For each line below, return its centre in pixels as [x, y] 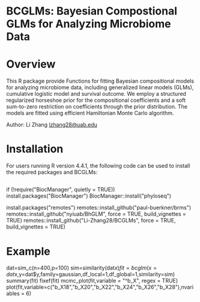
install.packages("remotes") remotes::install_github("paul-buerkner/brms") [99, 208]
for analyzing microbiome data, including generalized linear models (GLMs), [100, 87]
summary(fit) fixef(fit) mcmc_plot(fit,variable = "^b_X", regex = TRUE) [92, 281]
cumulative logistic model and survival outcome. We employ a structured [96, 94]
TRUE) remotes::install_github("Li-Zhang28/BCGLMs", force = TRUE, [91, 221]
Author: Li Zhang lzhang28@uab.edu [52, 125]
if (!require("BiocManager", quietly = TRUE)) [61, 190]
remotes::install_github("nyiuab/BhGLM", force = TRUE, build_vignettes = [96, 214]
